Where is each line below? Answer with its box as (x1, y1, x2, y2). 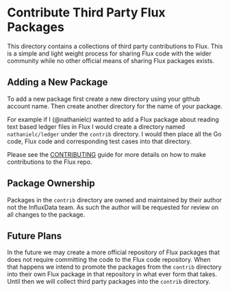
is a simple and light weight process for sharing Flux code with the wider (7, 49, 212, 58)
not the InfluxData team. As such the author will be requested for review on (7, 203, 219, 211)
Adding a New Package (7, 77, 108, 88)
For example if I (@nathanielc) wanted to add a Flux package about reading (7, 115, 219, 123)
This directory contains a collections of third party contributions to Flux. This (7, 42, 223, 50)
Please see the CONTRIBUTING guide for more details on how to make (7, 150, 207, 158)
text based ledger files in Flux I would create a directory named (7, 122, 186, 131)
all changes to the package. (7, 210, 86, 219)
